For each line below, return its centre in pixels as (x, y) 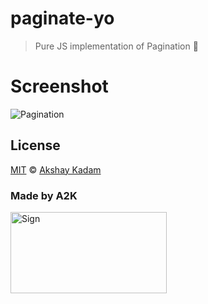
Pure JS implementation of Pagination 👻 (116, 46)
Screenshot (59, 86)
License (35, 145)
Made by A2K (44, 195)
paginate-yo (62, 18)
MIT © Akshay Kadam (56, 169)
